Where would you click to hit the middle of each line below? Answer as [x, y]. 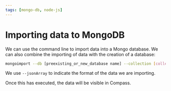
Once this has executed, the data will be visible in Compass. [68, 83]
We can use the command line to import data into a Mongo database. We [82, 49]
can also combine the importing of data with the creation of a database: [80, 54]
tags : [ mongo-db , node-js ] [34, 10]
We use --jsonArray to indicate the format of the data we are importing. [80, 73]
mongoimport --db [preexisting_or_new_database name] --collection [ [81, 64]
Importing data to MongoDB [65, 35]
